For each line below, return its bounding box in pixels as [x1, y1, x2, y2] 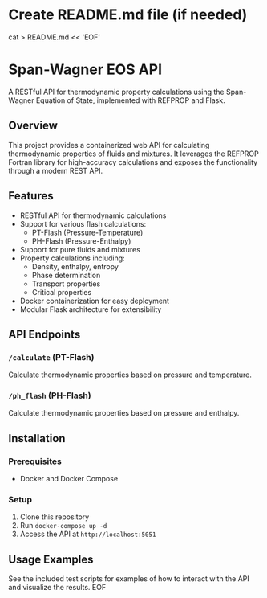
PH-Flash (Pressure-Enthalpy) [31, 236, 131, 246]
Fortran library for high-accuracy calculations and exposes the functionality [8, 157, 258, 166]
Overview [8, 119, 59, 133]
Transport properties [31, 279, 101, 289]
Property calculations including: [19, 253, 126, 263]
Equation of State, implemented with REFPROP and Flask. [35, 95, 226, 105]
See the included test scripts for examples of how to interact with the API [8, 574, 250, 584]
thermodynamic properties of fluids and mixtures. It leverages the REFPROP [8, 149, 259, 158]
